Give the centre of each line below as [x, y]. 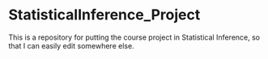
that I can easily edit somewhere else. [72, 45]
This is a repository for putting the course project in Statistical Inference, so [134, 37]
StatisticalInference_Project [104, 15]
